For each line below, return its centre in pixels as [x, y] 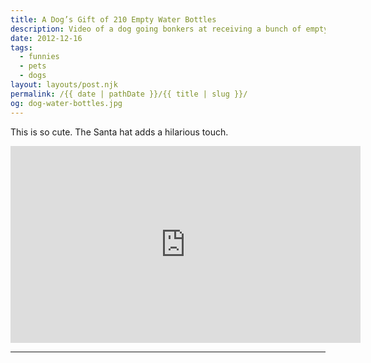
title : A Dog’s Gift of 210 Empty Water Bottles [113, 19]
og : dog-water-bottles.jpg [66, 103]
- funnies [39, 57]
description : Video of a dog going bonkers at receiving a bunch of [156, 29]
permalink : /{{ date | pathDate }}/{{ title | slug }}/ [129, 94]
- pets [33, 66]
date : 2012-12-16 [46, 38]
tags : [21, 47]
